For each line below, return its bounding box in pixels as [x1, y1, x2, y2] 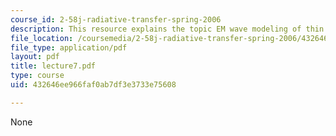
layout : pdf [10, 52, 60, 62]
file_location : [10, 33, 74, 43]
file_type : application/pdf [10, 42, 128, 53]
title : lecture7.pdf [10, 61, 97, 71]
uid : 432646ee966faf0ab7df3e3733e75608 [10, 80, 177, 90]
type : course [10, 71, 65, 81]
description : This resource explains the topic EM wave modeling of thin [10, 24, 325, 34]
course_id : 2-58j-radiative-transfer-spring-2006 [10, 14, 222, 25]
